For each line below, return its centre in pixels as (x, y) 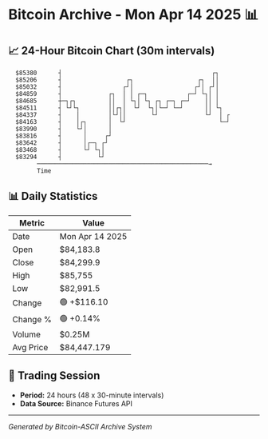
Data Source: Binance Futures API (76, 403)
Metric (32, 222)
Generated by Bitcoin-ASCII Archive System (80, 426)
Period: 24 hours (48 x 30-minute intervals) (92, 395)
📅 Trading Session (54, 376)
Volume (27, 334)
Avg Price (30, 347)
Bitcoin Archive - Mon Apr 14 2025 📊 (134, 15)
